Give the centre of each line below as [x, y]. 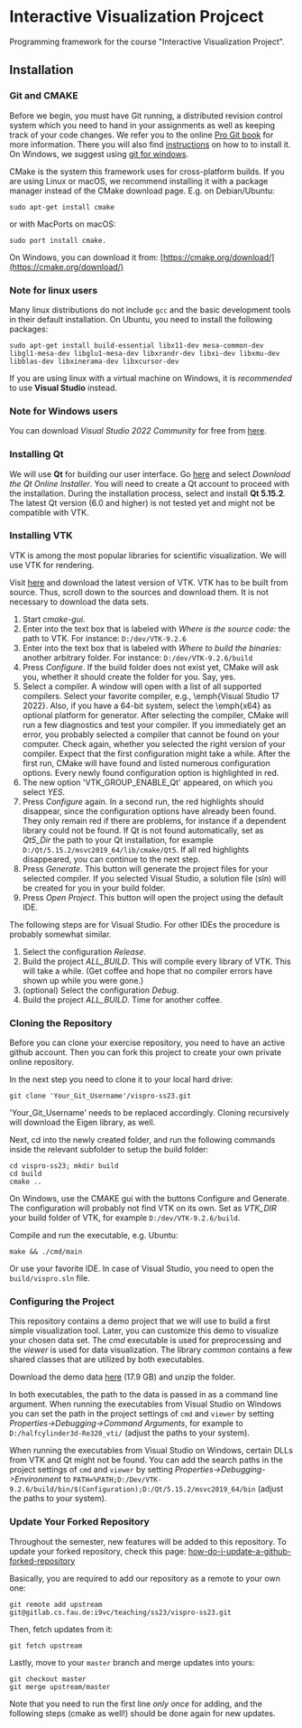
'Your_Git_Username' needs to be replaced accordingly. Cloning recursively [150, 1113]
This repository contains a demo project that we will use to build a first [140, 1322]
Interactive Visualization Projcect [137, 17]
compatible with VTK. [50, 512]
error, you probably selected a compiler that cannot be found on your [151, 734]
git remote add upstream [56, 1604]
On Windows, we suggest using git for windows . [99, 154]
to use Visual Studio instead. [64, 388]
